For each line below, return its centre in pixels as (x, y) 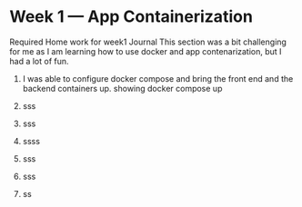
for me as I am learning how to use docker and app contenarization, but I (146, 51)
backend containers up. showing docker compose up (122, 88)
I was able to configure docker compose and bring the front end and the (158, 78)
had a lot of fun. (40, 61)
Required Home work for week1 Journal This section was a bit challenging (148, 42)
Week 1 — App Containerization (131, 17)
